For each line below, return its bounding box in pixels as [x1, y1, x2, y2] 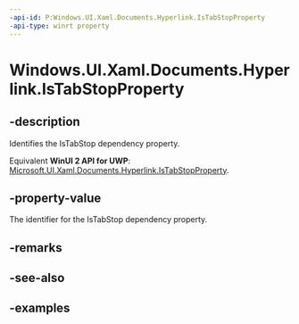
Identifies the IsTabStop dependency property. [9, 137, 180, 148]
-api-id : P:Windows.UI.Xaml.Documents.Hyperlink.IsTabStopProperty [9, 12, 266, 22]
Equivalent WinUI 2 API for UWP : [9, 155, 131, 166]
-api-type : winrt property [9, 21, 110, 30]
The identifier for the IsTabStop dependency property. [9, 214, 208, 225]
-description [9, 114, 80, 129]
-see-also [9, 270, 65, 286]
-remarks [9, 240, 62, 255]
